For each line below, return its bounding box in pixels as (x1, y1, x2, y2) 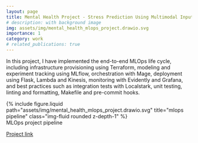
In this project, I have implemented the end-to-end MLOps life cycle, (6, 57, 172, 65)
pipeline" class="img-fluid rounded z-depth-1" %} (6, 112, 128, 119)
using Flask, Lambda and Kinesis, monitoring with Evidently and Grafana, (6, 76, 183, 83)
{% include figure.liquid (6, 100, 63, 107)
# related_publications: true (6, 42, 81, 48)
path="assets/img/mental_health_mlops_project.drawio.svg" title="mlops (6, 107, 184, 114)
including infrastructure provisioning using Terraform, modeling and (6, 64, 171, 71)
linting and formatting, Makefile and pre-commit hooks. (6, 89, 140, 96)
